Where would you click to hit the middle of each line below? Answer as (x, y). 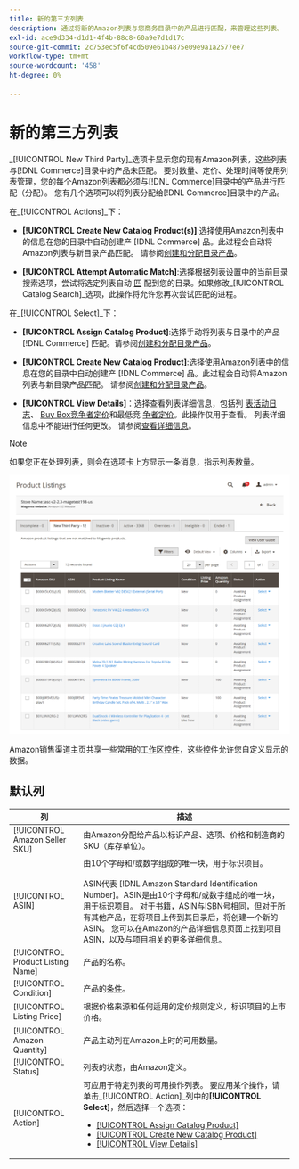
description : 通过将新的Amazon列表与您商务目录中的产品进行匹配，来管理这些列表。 (146, 28)
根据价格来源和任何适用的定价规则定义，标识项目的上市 (185, 1007)
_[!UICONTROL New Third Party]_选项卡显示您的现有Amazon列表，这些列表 (148, 159)
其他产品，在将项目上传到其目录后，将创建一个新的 (184, 917)
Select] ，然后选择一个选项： (136, 1107)
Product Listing (41, 961)
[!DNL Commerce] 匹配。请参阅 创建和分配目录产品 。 (119, 342)
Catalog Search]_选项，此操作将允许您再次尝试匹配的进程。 (132, 293)
